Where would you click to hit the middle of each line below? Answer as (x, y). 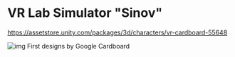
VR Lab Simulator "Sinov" (85, 13)
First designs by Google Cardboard (79, 46)
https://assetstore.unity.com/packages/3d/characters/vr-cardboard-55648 (117, 32)
